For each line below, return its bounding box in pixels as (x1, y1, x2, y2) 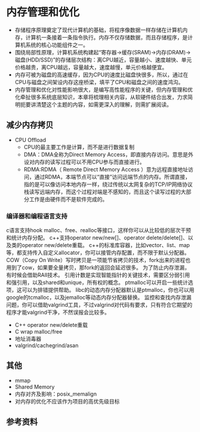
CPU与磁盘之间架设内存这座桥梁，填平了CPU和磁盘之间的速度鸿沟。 (14, 78, 184, 85)
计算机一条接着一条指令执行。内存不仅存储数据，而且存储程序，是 (25, 33, 188, 41)
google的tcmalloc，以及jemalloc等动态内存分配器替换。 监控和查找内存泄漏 (6, 294, 192, 301)
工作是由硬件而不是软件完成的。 (29, 195, 108, 203)
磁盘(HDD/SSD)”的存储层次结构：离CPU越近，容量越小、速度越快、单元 (14, 56, 192, 63)
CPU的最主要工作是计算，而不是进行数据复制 (23, 143, 135, 150)
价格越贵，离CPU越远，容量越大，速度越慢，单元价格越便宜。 (14, 63, 168, 70)
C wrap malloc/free (14, 328, 63, 335)
